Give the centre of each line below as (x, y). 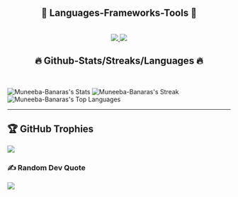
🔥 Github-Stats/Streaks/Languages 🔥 (119, 61)
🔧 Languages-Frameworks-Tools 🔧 (119, 13)
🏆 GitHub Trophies (51, 129)
